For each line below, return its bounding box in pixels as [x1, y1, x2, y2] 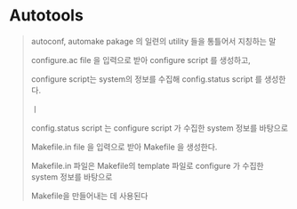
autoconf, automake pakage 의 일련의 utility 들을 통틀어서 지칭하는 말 [30, 36, 277, 46]
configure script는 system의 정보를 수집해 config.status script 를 [30, 73, 262, 84]
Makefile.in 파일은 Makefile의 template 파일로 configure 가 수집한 [30, 160, 264, 171]
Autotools [9, 5, 84, 26]
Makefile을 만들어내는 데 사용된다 [30, 190, 148, 201]
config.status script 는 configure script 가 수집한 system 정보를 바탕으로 [30, 122, 289, 133]
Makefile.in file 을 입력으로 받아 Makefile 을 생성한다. [30, 141, 218, 152]
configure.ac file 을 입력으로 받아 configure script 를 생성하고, [30, 54, 251, 65]
